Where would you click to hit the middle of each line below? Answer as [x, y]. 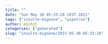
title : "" [16, 10]
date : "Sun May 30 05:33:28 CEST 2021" [48, 15]
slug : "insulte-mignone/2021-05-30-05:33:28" [54, 33]
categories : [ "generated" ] [34, 29]
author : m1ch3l [21, 24]
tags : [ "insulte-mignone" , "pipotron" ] [48, 19]
